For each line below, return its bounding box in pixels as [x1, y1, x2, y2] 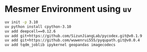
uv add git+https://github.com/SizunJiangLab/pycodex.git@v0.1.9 [4, 33, 142, 38]
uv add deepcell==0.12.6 [4, 28, 56, 34]
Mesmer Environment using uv [4, 3, 132, 15]
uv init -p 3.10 [4, 20, 38, 25]
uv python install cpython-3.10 [4, 24, 71, 29]
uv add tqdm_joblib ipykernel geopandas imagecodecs [4, 43, 116, 48]
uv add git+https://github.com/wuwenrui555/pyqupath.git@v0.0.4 [4, 38, 140, 43]
